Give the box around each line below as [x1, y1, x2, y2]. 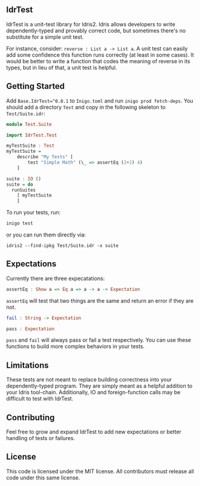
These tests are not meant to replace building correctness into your [6, 376, 172, 383]
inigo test [6, 220, 33, 226]
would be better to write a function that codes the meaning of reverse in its [6, 57, 190, 64]
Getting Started [6, 81, 65, 91]
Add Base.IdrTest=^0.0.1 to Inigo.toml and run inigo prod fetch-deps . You [6, 97, 193, 104]
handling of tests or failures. [6, 435, 75, 442]
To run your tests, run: [6, 209, 61, 216]
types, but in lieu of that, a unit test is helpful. [6, 64, 118, 71]
